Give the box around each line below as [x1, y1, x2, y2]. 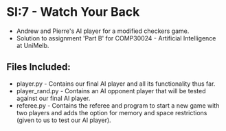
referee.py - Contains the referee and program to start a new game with [16, 101, 220, 110]
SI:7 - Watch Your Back [6, 4, 140, 20]
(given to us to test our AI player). [16, 116, 111, 124]
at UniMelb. [16, 41, 49, 49]
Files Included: [6, 61, 71, 73]
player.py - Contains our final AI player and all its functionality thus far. [16, 80, 216, 88]
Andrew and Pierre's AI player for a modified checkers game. [16, 27, 190, 35]
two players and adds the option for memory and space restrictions [16, 108, 207, 117]
